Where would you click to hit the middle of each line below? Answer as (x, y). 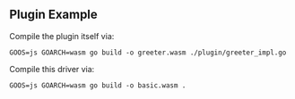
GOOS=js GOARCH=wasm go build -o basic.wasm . (98, 85)
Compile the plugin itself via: (62, 36)
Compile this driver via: (52, 69)
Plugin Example (54, 15)
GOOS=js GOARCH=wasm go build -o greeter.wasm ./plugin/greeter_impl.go (148, 53)
